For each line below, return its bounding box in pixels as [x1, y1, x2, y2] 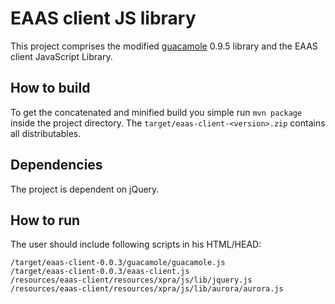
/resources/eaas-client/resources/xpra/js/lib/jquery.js [10, 275, 253, 286]
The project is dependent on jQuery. [10, 183, 160, 195]
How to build [10, 80, 91, 97]
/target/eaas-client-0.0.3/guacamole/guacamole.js [10, 258, 226, 268]
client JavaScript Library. [10, 50, 113, 62]
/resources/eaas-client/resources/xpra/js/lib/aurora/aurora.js [10, 284, 284, 294]
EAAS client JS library [10, 7, 197, 30]
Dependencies [10, 157, 103, 174]
